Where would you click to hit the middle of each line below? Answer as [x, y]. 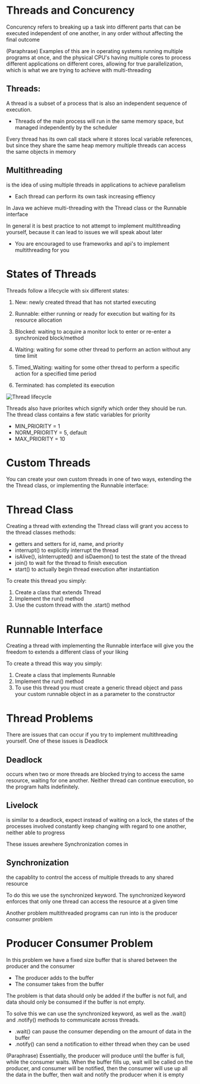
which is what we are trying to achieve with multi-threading [79, 70]
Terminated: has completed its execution [65, 385]
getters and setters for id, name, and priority [69, 544]
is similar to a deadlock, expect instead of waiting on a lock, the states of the [100, 819]
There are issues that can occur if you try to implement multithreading [92, 735]
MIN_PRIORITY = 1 [37, 426]
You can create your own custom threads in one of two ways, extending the [99, 479]
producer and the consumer [40, 966]
